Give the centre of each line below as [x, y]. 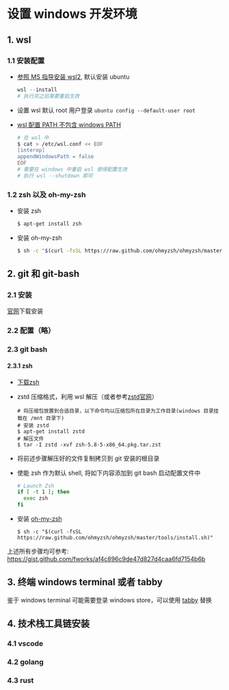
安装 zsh [29, 211]
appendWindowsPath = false [55, 157]
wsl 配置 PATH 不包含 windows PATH [69, 125]
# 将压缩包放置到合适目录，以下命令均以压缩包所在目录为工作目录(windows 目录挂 [118, 411]
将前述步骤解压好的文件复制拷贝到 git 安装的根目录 [88, 458]
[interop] [31, 150]
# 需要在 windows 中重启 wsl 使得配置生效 [72, 169]
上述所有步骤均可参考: [38, 552]
